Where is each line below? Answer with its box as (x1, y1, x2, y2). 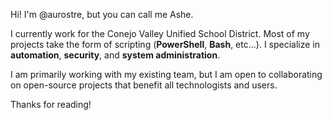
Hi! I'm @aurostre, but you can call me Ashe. (10, 9, 194, 20)
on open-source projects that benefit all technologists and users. (10, 79, 278, 91)
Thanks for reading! (10, 99, 92, 110)
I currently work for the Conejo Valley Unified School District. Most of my (10, 28, 310, 39)
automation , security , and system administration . (10, 49, 221, 61)
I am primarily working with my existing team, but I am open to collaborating (10, 69, 323, 80)
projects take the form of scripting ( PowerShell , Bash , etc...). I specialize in (10, 39, 321, 50)
